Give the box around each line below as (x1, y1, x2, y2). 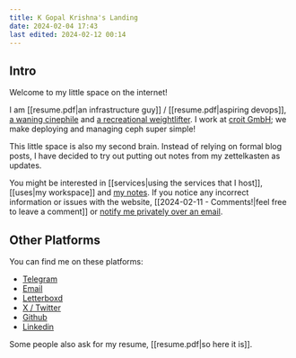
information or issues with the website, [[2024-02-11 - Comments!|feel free (9, 197, 287, 208)
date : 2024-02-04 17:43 (9, 22, 99, 31)
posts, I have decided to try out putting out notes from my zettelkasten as (9, 150, 281, 162)
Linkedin (22, 321, 55, 332)
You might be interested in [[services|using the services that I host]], (9, 177, 263, 189)
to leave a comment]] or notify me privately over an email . (9, 206, 223, 217)
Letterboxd (22, 293, 64, 303)
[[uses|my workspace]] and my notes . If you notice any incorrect (9, 187, 249, 198)
